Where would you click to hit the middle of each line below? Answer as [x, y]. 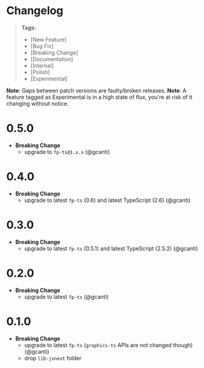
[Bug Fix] [42, 46]
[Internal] [42, 66]
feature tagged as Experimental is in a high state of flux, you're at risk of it [99, 97]
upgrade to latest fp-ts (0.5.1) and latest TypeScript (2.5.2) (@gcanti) [111, 248]
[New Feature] [49, 39]
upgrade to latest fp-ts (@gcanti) [66, 297]
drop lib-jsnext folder [53, 358]
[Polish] [40, 72]
